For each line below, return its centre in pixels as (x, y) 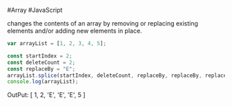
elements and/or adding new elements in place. (75, 31)
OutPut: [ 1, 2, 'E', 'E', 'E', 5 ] (46, 95)
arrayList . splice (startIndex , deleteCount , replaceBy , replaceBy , (105, 76)
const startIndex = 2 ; (40, 56)
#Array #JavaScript (35, 10)
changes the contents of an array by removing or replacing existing (103, 23)
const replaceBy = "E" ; (41, 69)
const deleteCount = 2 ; (41, 62)
